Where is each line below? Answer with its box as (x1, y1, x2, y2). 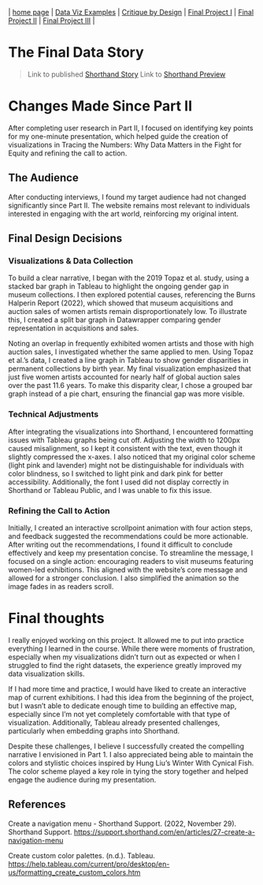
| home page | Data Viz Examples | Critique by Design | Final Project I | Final (8, 8, 254, 17)
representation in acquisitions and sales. (8, 323, 139, 333)
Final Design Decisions (8, 232, 123, 245)
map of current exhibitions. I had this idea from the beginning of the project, (8, 693, 254, 702)
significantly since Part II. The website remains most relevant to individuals (8, 200, 250, 210)
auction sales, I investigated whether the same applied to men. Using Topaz (8, 347, 254, 357)
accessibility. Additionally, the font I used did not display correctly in (8, 477, 229, 487)
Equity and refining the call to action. (8, 148, 128, 158)
